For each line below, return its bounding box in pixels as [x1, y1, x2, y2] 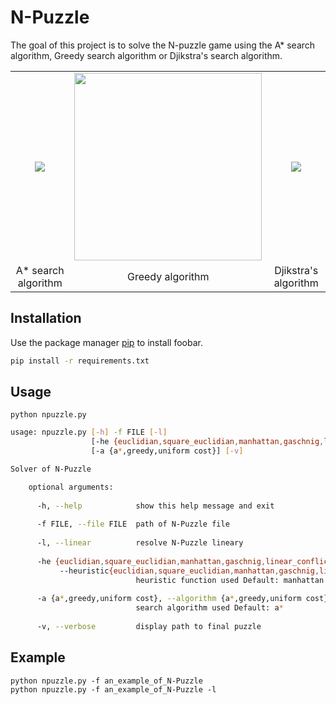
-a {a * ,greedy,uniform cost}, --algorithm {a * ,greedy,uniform [36, 594, 302, 604]
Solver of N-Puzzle [10, 464, 92, 475]
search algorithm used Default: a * [135, 603, 284, 613]
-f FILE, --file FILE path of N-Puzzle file [36, 519, 230, 530]
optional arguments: [28, 482, 114, 492]
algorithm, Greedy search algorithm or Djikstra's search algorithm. [10, 49, 283, 61]
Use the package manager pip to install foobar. [10, 336, 203, 348]
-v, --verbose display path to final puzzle [36, 622, 262, 632]
